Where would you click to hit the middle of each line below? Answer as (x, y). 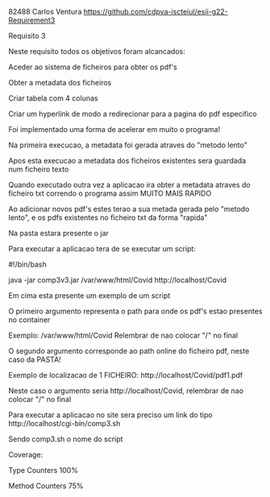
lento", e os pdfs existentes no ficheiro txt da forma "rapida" (108, 217)
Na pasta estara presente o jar (58, 233)
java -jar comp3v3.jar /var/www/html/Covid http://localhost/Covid (118, 280)
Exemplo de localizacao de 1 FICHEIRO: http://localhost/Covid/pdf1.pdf (126, 375)
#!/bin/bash (27, 264)
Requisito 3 (27, 36)
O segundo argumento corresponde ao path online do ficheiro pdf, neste (129, 351)
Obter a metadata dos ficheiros (60, 83)
